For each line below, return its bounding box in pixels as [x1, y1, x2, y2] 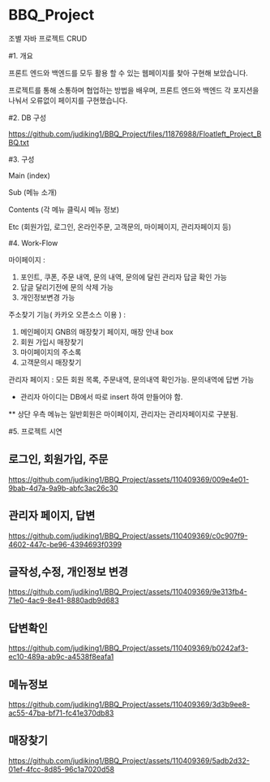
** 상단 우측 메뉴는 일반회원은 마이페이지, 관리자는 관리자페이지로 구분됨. [8, 408, 238, 419]
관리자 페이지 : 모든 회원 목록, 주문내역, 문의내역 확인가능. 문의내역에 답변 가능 [8, 374, 255, 384]
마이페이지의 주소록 [19, 347, 82, 356]
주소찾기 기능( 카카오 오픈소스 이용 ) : [8, 309, 126, 319]
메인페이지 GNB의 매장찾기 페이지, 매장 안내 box [19, 326, 174, 336]
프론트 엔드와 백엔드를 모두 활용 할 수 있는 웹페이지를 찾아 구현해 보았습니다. [8, 67, 249, 78]
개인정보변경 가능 [19, 292, 75, 302]
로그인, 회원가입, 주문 [8, 452, 109, 466]
